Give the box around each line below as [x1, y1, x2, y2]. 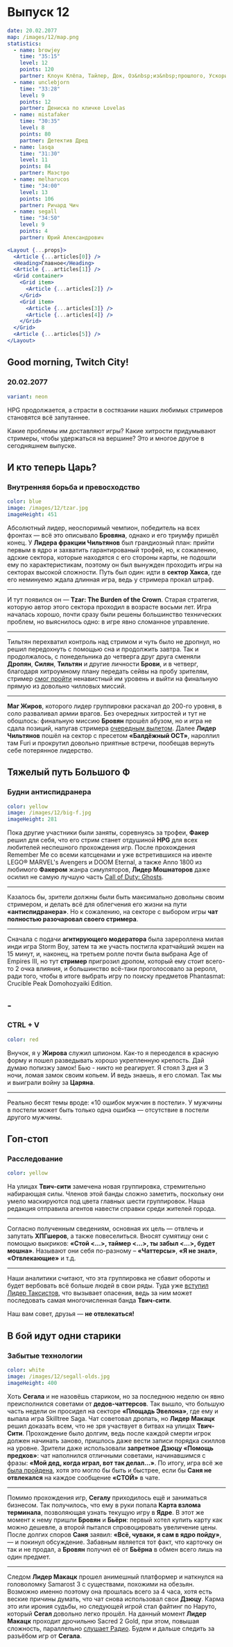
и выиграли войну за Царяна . [7, 1078, 95, 1086]
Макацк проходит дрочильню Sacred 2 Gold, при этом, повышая [7, 1616, 200, 1625]
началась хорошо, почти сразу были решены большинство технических [7, 610, 222, 618]
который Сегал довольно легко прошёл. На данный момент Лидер [7, 1609, 207, 1618]
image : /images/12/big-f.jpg [7, 810, 92, 817]
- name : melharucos [13, 176, 70, 183]
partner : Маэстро [19, 170, 70, 177]
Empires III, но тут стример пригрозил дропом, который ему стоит [7, 957, 205, 965]
